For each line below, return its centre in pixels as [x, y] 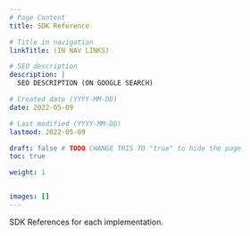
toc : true [28, 156]
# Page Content [37, 17]
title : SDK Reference [50, 26]
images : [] [29, 197]
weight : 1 [28, 173]
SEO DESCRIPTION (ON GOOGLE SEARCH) [85, 83]
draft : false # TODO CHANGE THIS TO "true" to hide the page [125, 148]
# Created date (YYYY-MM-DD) [63, 99]
